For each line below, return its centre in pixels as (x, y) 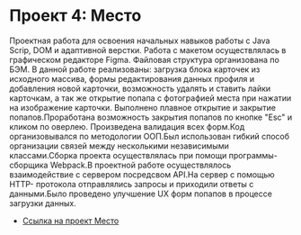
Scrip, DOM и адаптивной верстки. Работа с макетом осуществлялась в (148, 50)
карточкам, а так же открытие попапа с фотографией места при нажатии (150, 98)
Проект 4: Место (75, 16)
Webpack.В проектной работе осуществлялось (141, 165)
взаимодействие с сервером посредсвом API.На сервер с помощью (142, 174)
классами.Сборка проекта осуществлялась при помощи (118, 155)
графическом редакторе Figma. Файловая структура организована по (145, 59)
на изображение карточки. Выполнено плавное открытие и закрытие (143, 107)
